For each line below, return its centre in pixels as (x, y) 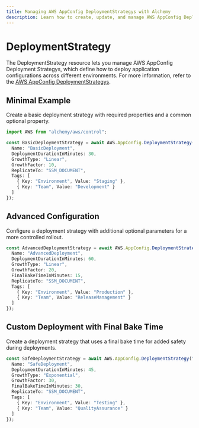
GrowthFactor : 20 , (34, 270)
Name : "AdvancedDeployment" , (47, 253)
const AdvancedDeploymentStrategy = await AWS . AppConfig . (79, 248)
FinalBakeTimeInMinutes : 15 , (47, 275)
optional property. (28, 121)
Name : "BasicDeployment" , (44, 148)
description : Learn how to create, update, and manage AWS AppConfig (94, 17)
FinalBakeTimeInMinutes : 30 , (47, 386)
